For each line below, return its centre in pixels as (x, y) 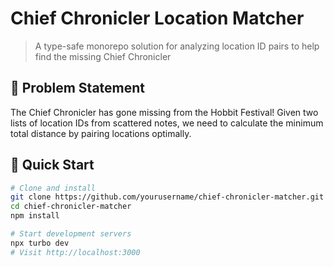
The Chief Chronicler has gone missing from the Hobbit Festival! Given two (164, 112)
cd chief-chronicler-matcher (71, 207)
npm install (35, 216)
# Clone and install (53, 188)
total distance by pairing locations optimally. (101, 133)
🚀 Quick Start (52, 165)
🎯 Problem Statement (78, 88)
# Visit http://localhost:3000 (75, 252)
